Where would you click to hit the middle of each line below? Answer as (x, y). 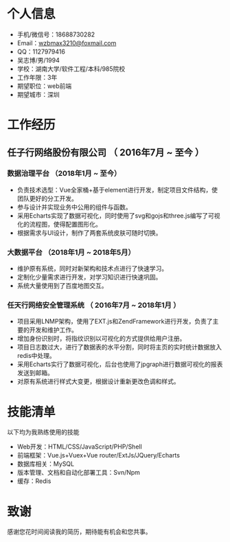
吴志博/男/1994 (38, 60)
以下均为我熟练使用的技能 (43, 432)
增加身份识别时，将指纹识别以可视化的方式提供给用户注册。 (101, 339)
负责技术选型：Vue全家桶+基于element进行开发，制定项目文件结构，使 (117, 190)
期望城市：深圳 (38, 94)
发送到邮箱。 (35, 373)
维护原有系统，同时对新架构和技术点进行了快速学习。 (92, 269)
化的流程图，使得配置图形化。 (59, 224)
